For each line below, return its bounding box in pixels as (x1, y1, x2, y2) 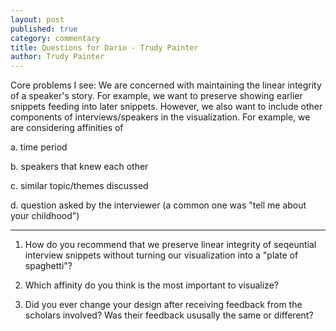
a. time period (10, 141, 68, 153)
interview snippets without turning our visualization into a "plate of (24, 249, 299, 261)
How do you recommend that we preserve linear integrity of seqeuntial (24, 239, 317, 251)
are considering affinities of (10, 122, 124, 134)
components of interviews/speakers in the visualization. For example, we (10, 111, 311, 123)
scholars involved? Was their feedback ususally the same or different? (24, 309, 314, 321)
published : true (10, 24, 78, 34)
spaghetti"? (24, 260, 73, 272)
